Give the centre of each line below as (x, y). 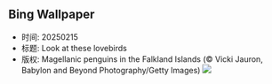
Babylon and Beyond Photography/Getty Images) (111, 70)
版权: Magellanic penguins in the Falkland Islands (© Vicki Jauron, (142, 59)
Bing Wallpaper (52, 15)
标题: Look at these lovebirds (74, 48)
